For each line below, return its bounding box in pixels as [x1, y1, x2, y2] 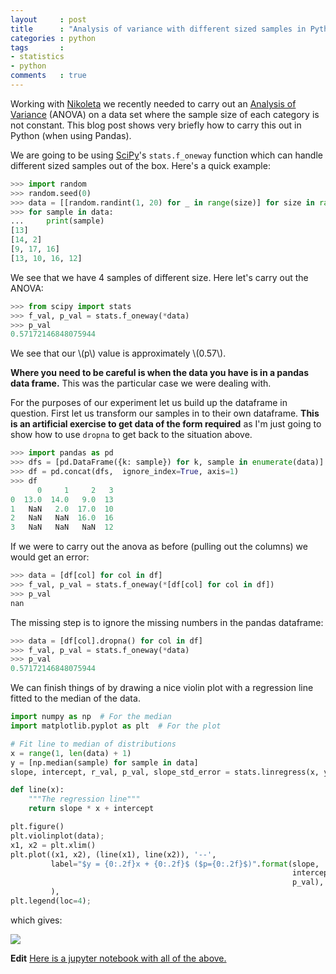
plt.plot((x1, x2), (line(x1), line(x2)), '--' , [10, 849, 217, 860]
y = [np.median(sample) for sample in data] [10, 757, 199, 768]
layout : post [10, 14, 87, 25]
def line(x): [10, 785, 65, 795]
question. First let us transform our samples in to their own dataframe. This [10, 407, 320, 420]
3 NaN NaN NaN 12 [10, 522, 114, 533]
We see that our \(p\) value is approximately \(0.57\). [10, 347, 227, 360]
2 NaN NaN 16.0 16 [10, 513, 114, 523]
